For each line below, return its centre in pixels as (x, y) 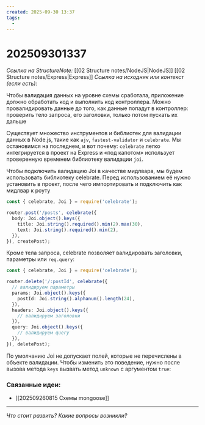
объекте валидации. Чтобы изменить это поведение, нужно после (93, 362)
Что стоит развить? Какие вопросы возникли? (67, 416)
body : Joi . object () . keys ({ (46, 219)
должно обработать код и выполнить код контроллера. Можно (89, 102)
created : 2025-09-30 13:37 (41, 12)
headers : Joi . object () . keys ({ (50, 310)
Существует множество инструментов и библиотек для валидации (94, 133)
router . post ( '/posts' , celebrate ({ (52, 213)
